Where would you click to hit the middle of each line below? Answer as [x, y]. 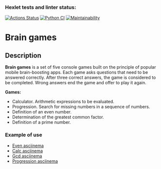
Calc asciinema [27, 150]
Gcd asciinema [27, 156]
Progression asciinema [35, 161]
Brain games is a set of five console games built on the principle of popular [80, 67]
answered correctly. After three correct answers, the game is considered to [80, 77]
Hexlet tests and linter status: [41, 7]
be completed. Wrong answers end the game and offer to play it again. [76, 83]
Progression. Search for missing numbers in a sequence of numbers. [81, 107]
